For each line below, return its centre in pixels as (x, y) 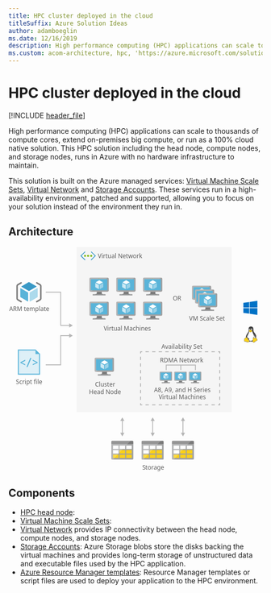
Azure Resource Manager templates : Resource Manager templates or (135, 572)
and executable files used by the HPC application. (103, 564)
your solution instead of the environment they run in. (96, 206)
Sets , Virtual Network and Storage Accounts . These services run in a (123, 189)
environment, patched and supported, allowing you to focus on (150, 197)
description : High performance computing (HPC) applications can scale (131, 46)
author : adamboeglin (43, 31)
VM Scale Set (207, 318)
